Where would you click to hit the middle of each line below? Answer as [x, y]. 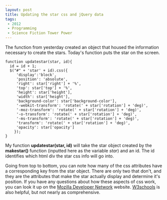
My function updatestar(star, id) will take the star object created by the [79, 145]
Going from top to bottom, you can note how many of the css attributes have [84, 166]
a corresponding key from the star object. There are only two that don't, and [83, 171]
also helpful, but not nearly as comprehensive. [53, 192]
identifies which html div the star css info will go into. [60, 156]
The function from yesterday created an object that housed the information [82, 47]
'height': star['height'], [44, 92]
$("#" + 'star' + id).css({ [39, 70]
